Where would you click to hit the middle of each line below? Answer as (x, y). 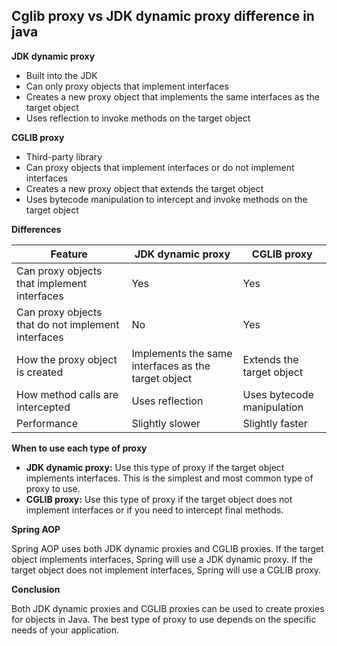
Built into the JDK (61, 75)
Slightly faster (275, 423)
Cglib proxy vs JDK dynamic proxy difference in (163, 16)
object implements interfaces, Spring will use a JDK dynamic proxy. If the (162, 559)
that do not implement (68, 324)
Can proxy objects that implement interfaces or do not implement (160, 167)
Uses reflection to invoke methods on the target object (138, 118)
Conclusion (36, 589)
